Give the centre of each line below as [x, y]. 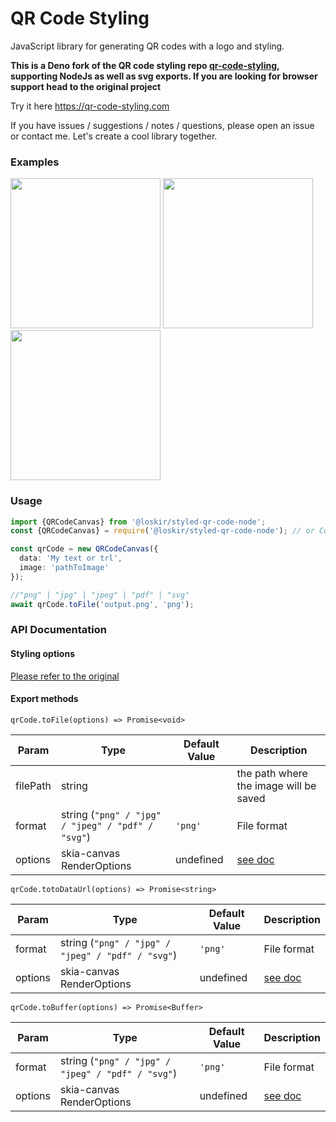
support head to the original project [86, 86]
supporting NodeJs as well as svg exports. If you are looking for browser [164, 76]
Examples [35, 162]
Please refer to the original [65, 676]
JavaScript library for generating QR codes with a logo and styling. [147, 46]
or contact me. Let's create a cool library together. [114, 136]
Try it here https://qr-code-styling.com [90, 106]
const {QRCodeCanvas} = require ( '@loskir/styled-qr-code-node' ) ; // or [162, 531]
